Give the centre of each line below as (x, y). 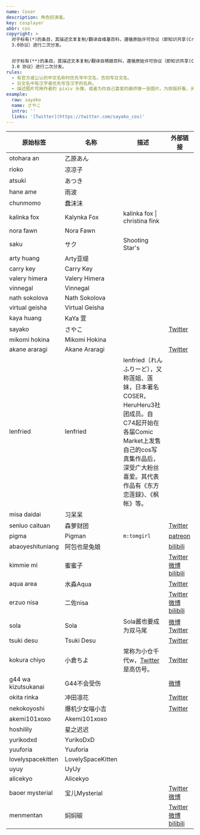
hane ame (23, 192)
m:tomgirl (137, 536)
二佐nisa (76, 603)
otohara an (24, 158)
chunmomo (25, 202)
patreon (179, 536)
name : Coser (21, 12)
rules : (14, 72)
